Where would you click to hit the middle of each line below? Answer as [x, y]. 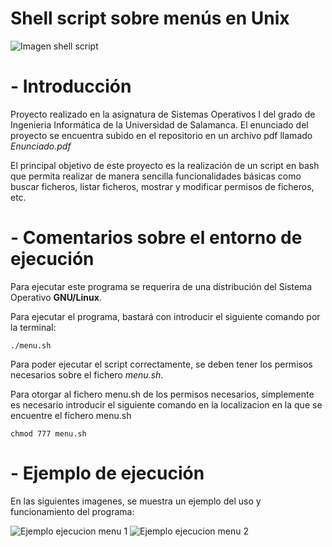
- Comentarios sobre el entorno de [156, 238]
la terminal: [33, 327]
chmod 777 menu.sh [48, 433]
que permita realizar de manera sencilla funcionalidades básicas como [156, 176]
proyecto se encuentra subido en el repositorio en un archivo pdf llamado [161, 135]
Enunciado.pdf [41, 146]
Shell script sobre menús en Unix [150, 18]
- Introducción [71, 86]
